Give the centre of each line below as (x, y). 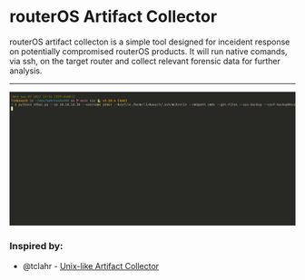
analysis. (26, 71)
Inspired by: (36, 246)
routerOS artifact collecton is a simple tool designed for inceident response (150, 42)
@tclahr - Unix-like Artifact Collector (91, 266)
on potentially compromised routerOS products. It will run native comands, (148, 51)
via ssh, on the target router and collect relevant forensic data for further (145, 61)
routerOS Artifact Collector (113, 17)
